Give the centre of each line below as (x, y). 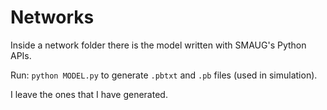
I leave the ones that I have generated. (89, 94)
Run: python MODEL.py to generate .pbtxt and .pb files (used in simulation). (164, 75)
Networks (52, 17)
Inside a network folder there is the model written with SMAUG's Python (158, 45)
